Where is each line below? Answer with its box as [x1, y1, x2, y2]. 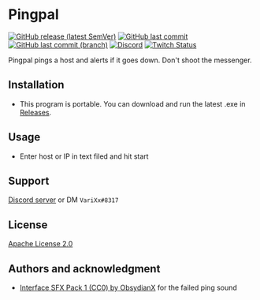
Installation [8, 78, 65, 92]
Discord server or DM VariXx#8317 [8, 195, 119, 204]
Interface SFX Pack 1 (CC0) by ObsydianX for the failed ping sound [19, 283, 238, 292]
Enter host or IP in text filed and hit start [19, 152, 149, 161]
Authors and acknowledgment [8, 262, 161, 276]
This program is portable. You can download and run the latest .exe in [19, 99, 246, 108]
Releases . [19, 107, 52, 117]
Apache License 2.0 [8, 239, 73, 249]
